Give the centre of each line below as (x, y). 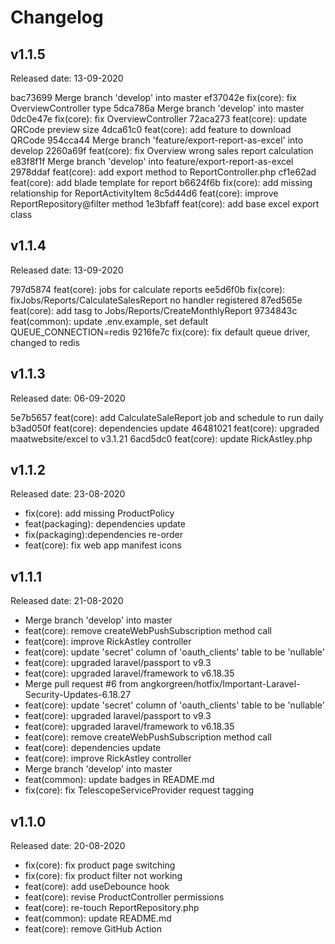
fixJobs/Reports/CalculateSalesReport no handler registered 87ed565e (156, 300)
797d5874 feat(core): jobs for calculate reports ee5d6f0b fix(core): (148, 289)
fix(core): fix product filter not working (103, 876)
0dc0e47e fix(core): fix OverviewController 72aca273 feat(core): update (159, 119)
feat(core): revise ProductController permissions (124, 897)
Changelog (57, 17)
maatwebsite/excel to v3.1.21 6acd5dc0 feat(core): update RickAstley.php (161, 438)
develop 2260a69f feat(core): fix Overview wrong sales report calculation (162, 150)
